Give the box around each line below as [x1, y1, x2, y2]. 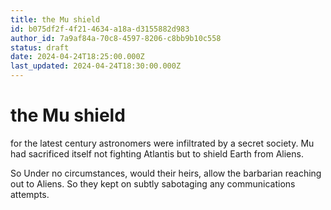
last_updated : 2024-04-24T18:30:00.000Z [10, 61, 182, 71]
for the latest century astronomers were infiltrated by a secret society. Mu [10, 137, 315, 149]
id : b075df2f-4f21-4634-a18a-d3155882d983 [10, 24, 190, 34]
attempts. [10, 188, 50, 200]
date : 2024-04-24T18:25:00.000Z [10, 52, 145, 62]
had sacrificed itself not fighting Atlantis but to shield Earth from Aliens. [10, 147, 304, 160]
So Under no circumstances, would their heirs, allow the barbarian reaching [10, 167, 322, 179]
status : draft [10, 42, 70, 53]
